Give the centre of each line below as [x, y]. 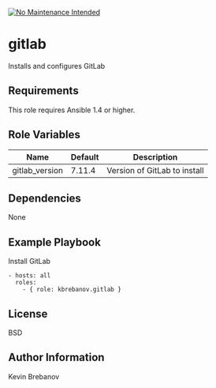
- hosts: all [30, 276]
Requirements [43, 91]
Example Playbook [54, 242]
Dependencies [45, 198]
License [28, 313]
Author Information [56, 358]
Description [155, 156]
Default [85, 156]
